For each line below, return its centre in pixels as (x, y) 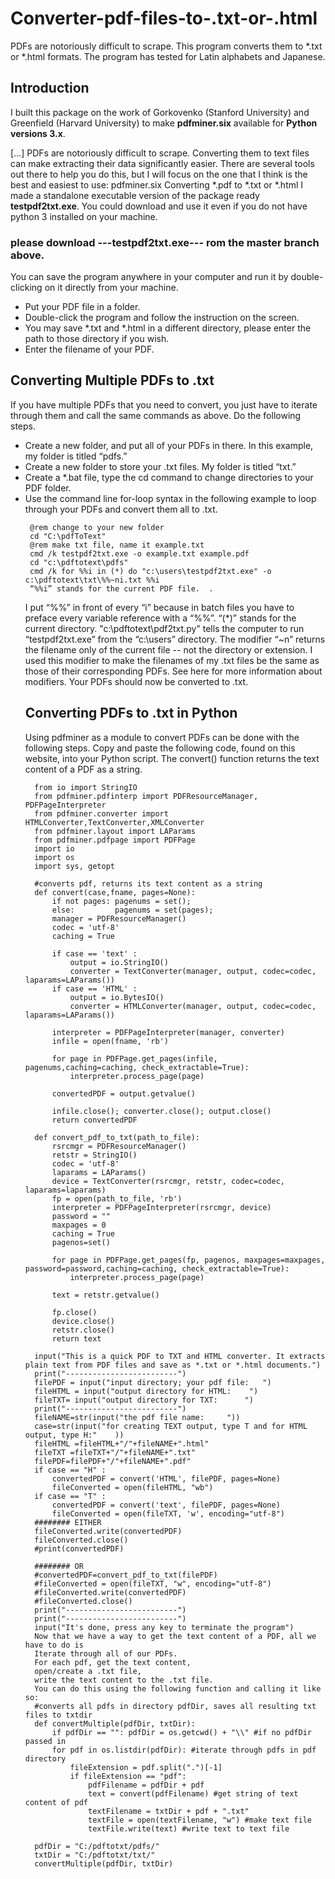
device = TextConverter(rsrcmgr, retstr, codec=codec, (168, 1181)
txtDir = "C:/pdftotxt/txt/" (95, 1855)
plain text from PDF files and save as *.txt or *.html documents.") (173, 1365)
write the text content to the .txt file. (124, 1680)
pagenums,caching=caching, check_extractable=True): (137, 1067)
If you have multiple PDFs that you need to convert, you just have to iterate (164, 404)
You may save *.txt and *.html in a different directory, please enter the (168, 328)
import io (54, 848)
